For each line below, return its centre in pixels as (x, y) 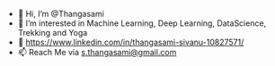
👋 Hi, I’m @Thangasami (61, 14)
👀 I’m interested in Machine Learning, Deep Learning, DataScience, (142, 23)
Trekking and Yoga (53, 33)
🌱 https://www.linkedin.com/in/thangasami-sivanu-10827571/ (131, 42)
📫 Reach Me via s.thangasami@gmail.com (97, 52)
